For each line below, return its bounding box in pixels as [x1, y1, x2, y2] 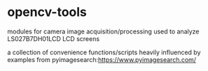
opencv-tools [7, 4, 88, 20]
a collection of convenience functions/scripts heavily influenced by [7, 48, 201, 56]
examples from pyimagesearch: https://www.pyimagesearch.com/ [7, 55, 197, 63]
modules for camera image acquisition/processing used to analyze [7, 27, 200, 35]
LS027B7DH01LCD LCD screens [7, 34, 100, 42]
